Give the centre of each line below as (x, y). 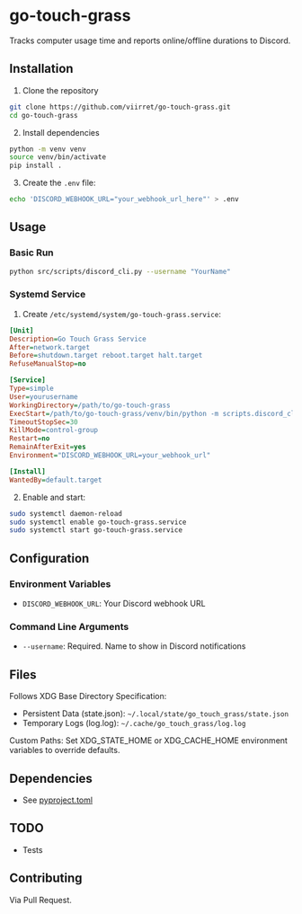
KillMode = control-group (54, 430)
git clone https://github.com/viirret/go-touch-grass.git (120, 107)
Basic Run (31, 253)
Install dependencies (61, 132)
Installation (41, 69)
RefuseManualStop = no (48, 364)
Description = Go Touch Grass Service (78, 339)
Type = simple (31, 389)
